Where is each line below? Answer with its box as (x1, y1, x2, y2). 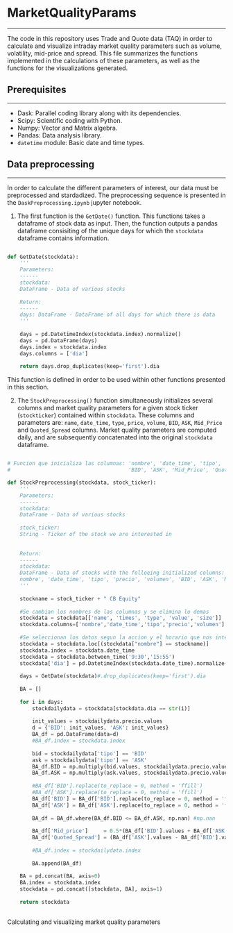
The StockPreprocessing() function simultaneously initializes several (17, 396, 214, 405)
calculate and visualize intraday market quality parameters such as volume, (7, 42, 223, 50)
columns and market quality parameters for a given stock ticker (17, 404, 199, 412)
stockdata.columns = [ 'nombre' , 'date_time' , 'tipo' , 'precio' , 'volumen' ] (19, 621, 225, 628)
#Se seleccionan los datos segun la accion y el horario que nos (19, 634, 213, 641)
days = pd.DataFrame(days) (19, 337, 98, 344)
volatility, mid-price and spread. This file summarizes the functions (7, 49, 198, 57)
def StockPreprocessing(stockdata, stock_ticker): (7, 479, 157, 487)
